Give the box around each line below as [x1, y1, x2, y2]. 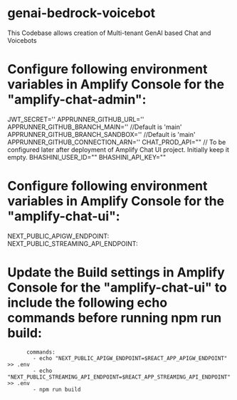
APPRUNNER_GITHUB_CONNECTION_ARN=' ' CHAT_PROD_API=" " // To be [7, 138, 226, 146]
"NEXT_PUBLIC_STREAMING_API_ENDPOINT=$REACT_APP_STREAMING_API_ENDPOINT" [7, 373, 231, 381]
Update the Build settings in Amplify [7, 265, 226, 280]
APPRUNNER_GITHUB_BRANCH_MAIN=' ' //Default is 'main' [7, 123, 182, 131]
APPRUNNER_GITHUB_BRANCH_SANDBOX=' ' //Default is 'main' [7, 130, 196, 138]
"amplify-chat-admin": [7, 91, 147, 108]
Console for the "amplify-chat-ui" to [7, 280, 228, 295]
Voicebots [7, 36, 37, 44]
